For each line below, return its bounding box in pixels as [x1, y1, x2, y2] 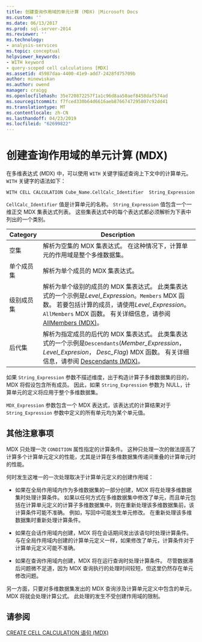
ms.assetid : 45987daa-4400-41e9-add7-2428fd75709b [6, 71, 136, 77]
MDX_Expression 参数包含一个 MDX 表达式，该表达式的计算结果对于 [6, 401, 171, 409]
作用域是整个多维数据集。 [55, 251, 127, 259]
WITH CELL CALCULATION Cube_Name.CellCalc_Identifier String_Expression [6, 189, 195, 196]
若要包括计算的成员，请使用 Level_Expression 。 [56, 301, 191, 309]
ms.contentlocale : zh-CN [6, 110, 69, 116]
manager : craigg [6, 87, 47, 93]
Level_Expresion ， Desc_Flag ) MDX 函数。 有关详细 [43, 348, 189, 356]
